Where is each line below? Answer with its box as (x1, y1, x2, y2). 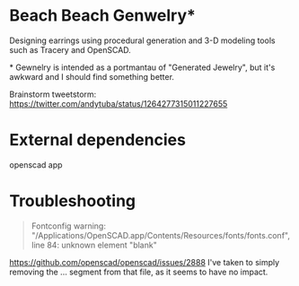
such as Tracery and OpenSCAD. (9, 44, 132, 55)
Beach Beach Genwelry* (9, 5, 196, 26)
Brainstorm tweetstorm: (9, 89, 97, 100)
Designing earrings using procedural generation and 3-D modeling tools (9, 35, 276, 46)
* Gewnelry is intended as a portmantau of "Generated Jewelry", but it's (9, 62, 276, 73)
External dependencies (9, 130, 187, 151)
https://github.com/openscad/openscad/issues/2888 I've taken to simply (9, 256, 280, 267)
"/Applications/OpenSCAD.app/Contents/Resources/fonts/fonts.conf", (31, 230, 290, 240)
